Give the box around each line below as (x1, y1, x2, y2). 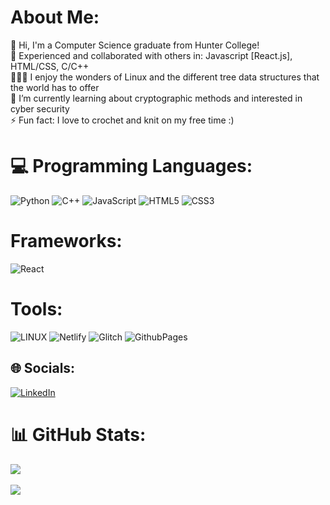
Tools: (10, 298, 63, 320)
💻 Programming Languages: (10, 155, 253, 178)
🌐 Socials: (10, 360, 76, 377)
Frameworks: (10, 230, 123, 253)
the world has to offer (10, 81, 100, 93)
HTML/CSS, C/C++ (10, 60, 90, 72)
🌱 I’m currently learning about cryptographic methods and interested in (10, 92, 303, 104)
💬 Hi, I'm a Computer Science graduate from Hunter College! (10, 39, 260, 51)
